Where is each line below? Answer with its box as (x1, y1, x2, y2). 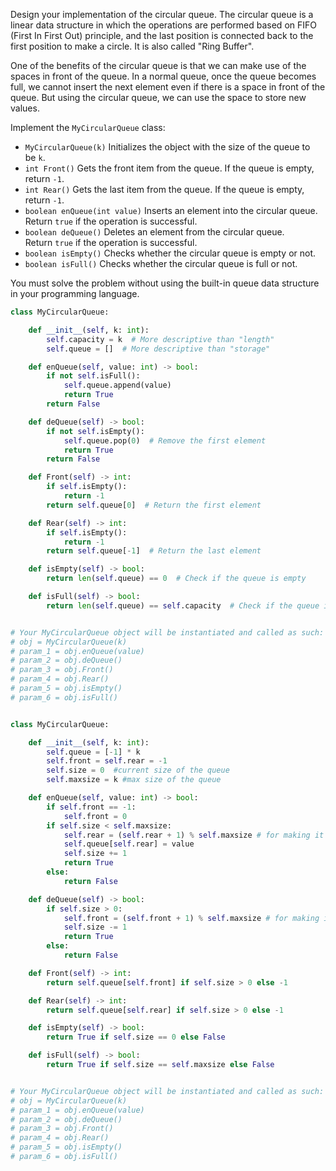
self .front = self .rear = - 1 (46, 756, 168, 766)
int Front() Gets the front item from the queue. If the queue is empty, (24, 162, 315, 174)
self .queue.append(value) (63, 380, 172, 391)
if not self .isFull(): (46, 371, 141, 381)
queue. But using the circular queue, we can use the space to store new (10, 92, 307, 103)
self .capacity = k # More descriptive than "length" (46, 334, 275, 344)
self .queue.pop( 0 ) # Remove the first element (63, 435, 267, 446)
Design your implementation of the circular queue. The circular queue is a (10, 9, 314, 20)
